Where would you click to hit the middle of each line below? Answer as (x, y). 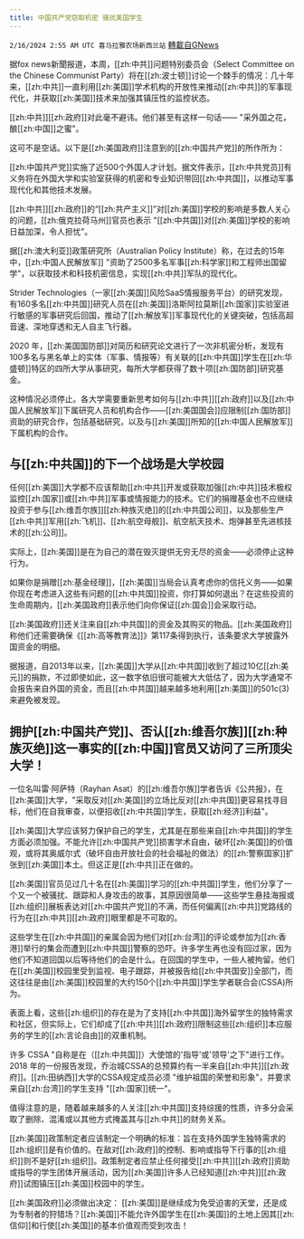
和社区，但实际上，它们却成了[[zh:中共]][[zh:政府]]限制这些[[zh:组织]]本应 (147, 1025)
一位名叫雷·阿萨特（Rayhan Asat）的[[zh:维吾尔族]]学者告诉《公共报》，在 (146, 789)
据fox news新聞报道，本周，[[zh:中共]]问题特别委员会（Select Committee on (152, 63)
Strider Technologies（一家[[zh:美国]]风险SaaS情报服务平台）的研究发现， (148, 292)
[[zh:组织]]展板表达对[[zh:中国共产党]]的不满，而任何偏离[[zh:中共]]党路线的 (151, 907)
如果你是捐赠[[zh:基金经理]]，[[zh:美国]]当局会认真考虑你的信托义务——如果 (151, 582)
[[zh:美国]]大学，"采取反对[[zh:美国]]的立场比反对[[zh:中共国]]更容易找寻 (145, 800)
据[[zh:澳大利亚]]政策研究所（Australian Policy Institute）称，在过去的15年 (147, 251)
